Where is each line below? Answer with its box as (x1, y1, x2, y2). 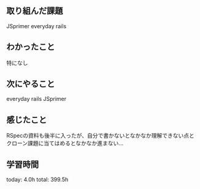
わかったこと (6, 42, 55, 52)
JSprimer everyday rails (6, 22, 67, 29)
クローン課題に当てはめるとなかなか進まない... (6, 139, 124, 147)
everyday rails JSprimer (6, 95, 67, 103)
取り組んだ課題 (6, 6, 63, 17)
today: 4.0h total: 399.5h (6, 176, 69, 183)
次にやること (6, 79, 55, 89)
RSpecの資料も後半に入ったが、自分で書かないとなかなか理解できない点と (6, 132, 195, 139)
